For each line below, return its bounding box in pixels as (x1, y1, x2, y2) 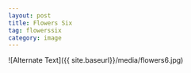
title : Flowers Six (8, 19, 73, 27)
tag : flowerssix (8, 26, 62, 34)
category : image (8, 33, 62, 42)
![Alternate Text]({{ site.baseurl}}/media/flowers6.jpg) (8, 56, 184, 65)
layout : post (8, 11, 52, 20)
